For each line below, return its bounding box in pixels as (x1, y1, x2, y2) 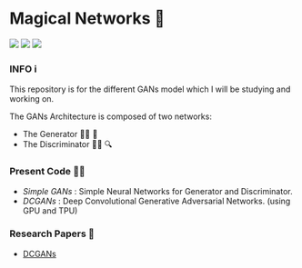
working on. (9, 94, 55, 104)
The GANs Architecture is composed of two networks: (9, 111, 212, 122)
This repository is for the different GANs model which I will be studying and (9, 84, 291, 94)
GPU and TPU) (22, 204, 78, 216)
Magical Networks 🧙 (9, 8, 166, 29)
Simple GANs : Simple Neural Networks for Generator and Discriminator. (22, 185, 293, 196)
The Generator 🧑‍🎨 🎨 (22, 129, 98, 140)
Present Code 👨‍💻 (9, 165, 86, 178)
